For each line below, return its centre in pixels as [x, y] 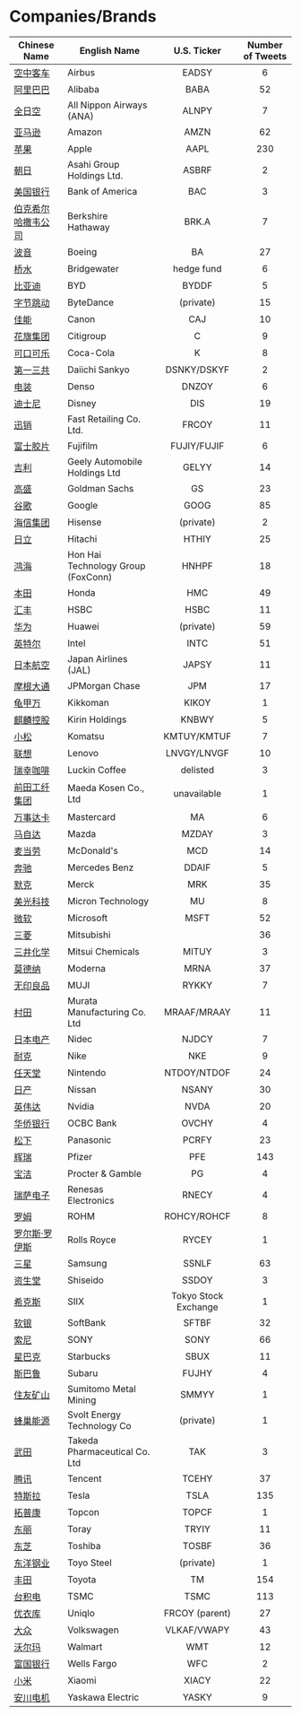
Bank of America [102, 191]
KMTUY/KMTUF [198, 736]
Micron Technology [108, 901]
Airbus [81, 72]
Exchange [197, 1307]
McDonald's [92, 850]
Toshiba [84, 1546]
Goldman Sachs [100, 488]
